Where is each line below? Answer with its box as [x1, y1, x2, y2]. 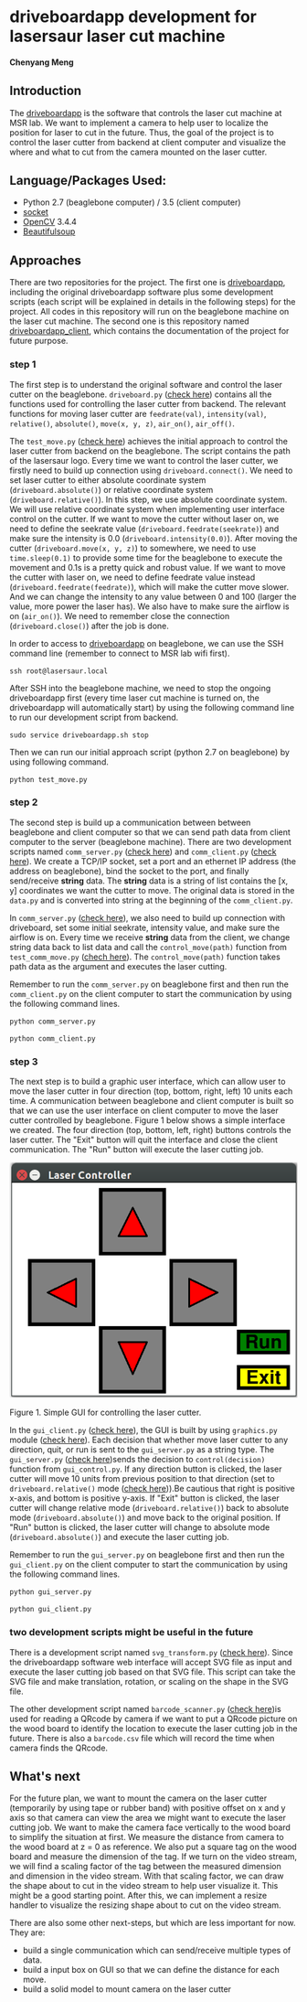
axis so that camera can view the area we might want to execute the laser [9, 1813, 286, 1824]
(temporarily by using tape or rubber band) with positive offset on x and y [9, 1803, 286, 1814]
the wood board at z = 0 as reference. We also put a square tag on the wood [9, 1841, 297, 1853]
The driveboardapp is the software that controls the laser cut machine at [9, 107, 282, 118]
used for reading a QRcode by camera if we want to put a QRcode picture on [9, 1713, 298, 1724]
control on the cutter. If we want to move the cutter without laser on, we [9, 513, 280, 524]
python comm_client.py [9, 1033, 96, 1044]
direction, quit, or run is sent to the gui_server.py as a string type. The [9, 1444, 275, 1455]
